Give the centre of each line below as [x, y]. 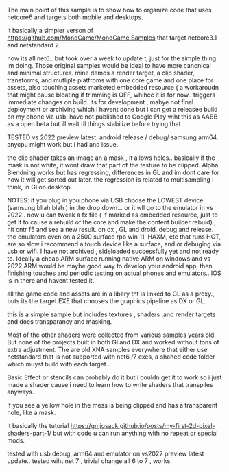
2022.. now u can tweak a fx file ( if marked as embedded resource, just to [112, 215]
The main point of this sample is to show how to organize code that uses [109, 10]
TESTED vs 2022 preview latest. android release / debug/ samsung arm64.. [114, 137]
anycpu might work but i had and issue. [63, 144]
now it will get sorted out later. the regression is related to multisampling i [110, 180]
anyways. [21, 392]
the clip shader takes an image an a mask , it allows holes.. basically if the [111, 158]
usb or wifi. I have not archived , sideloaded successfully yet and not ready [113, 251]
